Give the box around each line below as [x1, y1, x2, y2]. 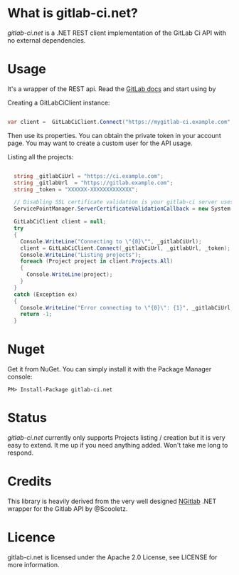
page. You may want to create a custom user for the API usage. [7, 139, 193, 147]
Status [7, 410, 48, 426]
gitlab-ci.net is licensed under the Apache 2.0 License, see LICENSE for [7, 553, 218, 561]
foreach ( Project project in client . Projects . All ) [20, 258, 174, 265]
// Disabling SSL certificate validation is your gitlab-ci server [14, 199, 218, 206]
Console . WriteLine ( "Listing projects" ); [20, 251, 142, 258]
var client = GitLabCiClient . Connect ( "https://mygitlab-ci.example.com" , [7, 118, 234, 125]
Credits [7, 473, 52, 490]
